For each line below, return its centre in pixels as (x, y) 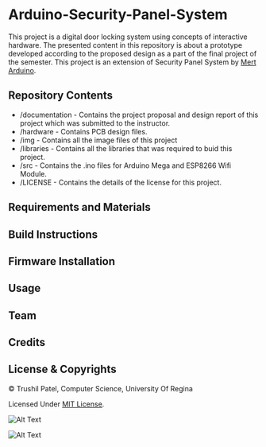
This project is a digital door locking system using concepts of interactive (128, 37)
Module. (33, 173)
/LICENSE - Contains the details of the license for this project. (121, 182)
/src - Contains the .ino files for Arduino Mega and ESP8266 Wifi (125, 165)
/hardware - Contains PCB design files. (83, 131)
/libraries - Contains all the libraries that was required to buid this (126, 148)
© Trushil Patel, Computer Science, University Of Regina (100, 388)
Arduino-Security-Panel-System (118, 15)
